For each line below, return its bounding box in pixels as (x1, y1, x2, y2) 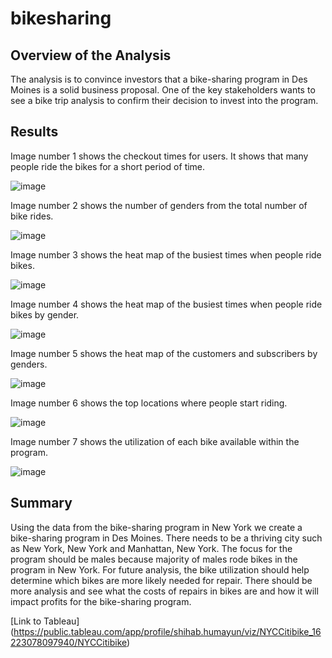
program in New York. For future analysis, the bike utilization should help (10, 563, 310, 576)
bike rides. (10, 210, 54, 222)
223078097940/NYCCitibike (10, 636, 128, 648)
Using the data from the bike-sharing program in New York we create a (10, 521, 303, 533)
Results (10, 123, 59, 141)
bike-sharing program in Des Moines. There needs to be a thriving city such (10, 532, 323, 544)
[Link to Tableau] (10, 615, 80, 627)
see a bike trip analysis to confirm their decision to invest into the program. (10, 95, 319, 106)
